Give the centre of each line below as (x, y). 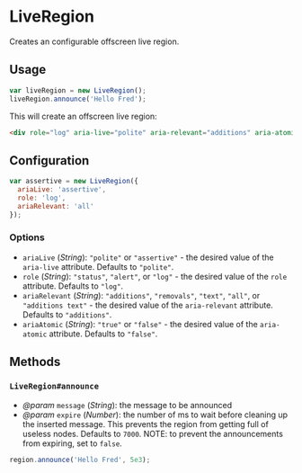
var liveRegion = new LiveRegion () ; (78, 90)
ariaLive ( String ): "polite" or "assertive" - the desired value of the (148, 257)
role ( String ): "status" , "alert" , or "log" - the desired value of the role (155, 276)
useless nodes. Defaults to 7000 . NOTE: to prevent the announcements (152, 433)
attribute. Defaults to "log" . (73, 286)
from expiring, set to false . (72, 443)
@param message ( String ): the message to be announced (127, 405)
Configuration (49, 161)
